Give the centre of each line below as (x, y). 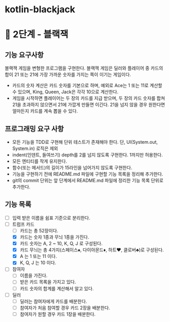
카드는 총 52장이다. (39, 230)
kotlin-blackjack (40, 9)
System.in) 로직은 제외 (35, 148)
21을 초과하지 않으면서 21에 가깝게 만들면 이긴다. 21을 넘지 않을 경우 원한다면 (89, 105)
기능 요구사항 (24, 55)
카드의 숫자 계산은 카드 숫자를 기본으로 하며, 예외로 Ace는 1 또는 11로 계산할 (87, 85)
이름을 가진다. (34, 275)
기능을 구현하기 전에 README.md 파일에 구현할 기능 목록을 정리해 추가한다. (88, 174)
